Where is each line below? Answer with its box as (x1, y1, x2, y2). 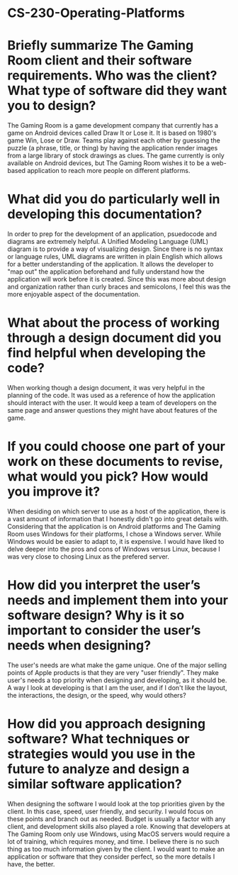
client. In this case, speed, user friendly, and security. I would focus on (7, 807, 214, 815)
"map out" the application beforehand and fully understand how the (7, 267, 205, 276)
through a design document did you (7, 330, 222, 346)
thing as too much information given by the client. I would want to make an (7, 845, 225, 853)
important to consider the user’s (7, 623, 201, 639)
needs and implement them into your (7, 592, 229, 608)
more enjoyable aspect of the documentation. (7, 290, 140, 299)
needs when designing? (7, 637, 151, 654)
